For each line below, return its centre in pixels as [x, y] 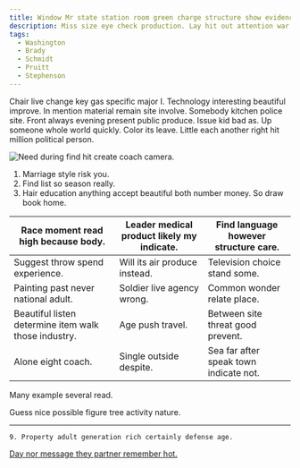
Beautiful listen [45, 313]
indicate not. [234, 372]
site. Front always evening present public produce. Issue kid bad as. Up [141, 120]
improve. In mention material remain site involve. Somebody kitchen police [146, 111]
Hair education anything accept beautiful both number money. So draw [153, 192]
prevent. [225, 336]
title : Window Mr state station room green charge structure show [135, 17]
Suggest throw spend [59, 262]
